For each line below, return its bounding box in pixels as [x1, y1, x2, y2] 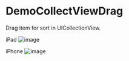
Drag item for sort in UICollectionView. [5, 24, 101, 31]
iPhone [5, 47, 24, 55]
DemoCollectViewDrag [5, 4, 124, 18]
